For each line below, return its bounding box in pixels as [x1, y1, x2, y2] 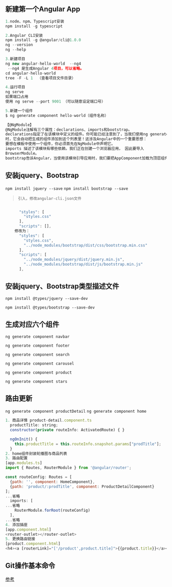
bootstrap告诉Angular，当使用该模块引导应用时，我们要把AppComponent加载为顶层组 [5, 155, 165, 160]
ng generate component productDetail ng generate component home [5, 409, 147, 414]
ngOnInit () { [10, 436, 38, 442]
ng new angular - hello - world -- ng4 [5, 61, 81, 66]
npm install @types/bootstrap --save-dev [5, 305, 95, 310]
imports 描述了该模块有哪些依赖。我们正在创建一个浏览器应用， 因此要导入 [5, 146, 144, 151]
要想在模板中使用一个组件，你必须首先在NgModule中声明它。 [5, 141, 115, 147]
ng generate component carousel [5, 361, 74, 366]
